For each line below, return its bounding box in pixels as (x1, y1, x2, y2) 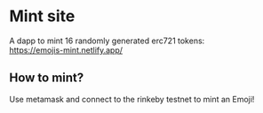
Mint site (9, 6, 76, 26)
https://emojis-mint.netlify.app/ (9, 44, 123, 55)
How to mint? (9, 71, 84, 86)
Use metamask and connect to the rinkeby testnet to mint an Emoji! (9, 94, 255, 104)
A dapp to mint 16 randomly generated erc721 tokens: (9, 35, 205, 46)
